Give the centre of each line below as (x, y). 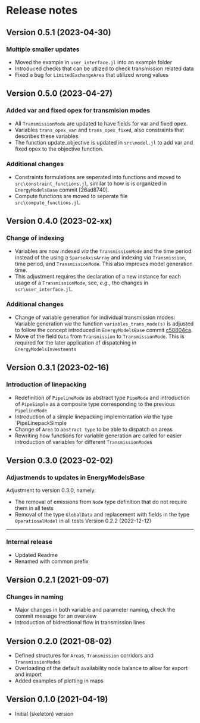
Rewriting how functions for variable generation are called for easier (98, 436)
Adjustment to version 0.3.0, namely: (51, 490)
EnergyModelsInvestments (46, 349)
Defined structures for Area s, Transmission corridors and (84, 656)
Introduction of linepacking (46, 384)
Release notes (42, 10)
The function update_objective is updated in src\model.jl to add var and (104, 142)
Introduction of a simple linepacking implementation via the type (94, 417)
